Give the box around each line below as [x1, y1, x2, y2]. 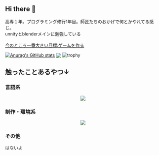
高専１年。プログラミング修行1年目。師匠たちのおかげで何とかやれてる [5, 18, 150, 25]
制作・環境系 [5, 108, 36, 115]
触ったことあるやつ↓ [5, 68, 70, 76]
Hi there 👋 [5, 5, 36, 13]
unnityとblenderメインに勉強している [5, 31, 81, 37]
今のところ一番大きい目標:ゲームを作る [5, 42, 84, 48]
